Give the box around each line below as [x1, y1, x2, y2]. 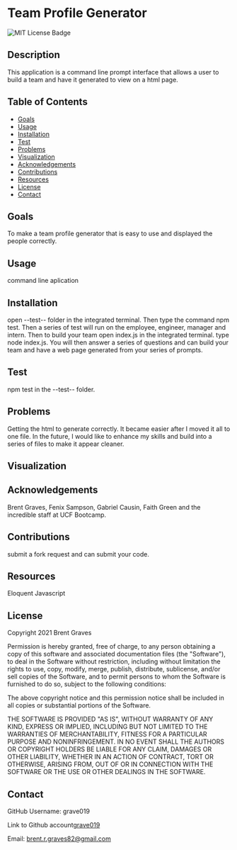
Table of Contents [7, 96, 88, 108]
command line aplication [7, 276, 79, 285]
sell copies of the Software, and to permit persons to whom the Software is [7, 672, 226, 681]
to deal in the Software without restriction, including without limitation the [7, 657, 221, 666]
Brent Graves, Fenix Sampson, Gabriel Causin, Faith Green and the [7, 503, 201, 511]
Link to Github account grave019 [7, 821, 100, 829]
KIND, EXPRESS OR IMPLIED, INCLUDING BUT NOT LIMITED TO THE [7, 722, 208, 731]
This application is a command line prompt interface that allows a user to [7, 67, 219, 76]
